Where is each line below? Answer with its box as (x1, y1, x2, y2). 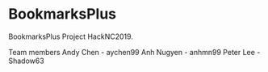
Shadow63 (8, 56, 44, 66)
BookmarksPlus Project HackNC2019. (8, 32, 133, 41)
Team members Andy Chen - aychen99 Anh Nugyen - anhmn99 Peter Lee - (8, 47, 261, 57)
